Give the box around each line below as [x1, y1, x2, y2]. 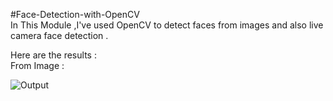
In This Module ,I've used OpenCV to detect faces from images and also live [10, 19, 324, 31]
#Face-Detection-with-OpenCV [10, 9, 140, 20]
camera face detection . [10, 30, 109, 41]
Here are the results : [10, 49, 97, 61]
